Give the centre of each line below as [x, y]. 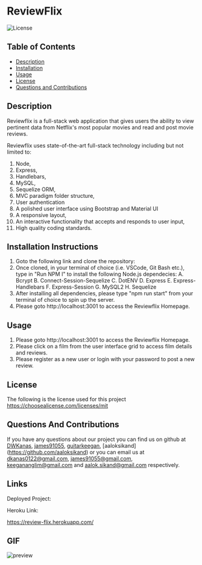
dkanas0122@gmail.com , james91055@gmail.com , [70, 459]
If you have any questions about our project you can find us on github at [96, 439]
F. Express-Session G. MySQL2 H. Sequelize [101, 287]
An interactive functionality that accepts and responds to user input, [100, 221]
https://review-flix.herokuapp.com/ [50, 522]
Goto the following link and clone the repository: [75, 261]
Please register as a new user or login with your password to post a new [105, 359]
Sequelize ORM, [36, 189]
